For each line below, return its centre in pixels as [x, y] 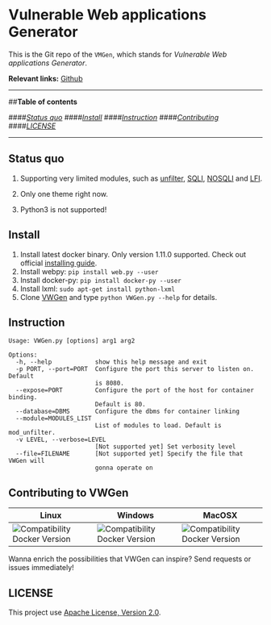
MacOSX [220, 515]
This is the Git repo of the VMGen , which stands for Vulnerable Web [118, 54]
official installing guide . [58, 263]
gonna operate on [124, 468]
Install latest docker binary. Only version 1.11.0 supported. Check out [133, 254]
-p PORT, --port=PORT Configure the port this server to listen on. [135, 369]
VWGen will [27, 461]
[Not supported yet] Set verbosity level [165, 447]
